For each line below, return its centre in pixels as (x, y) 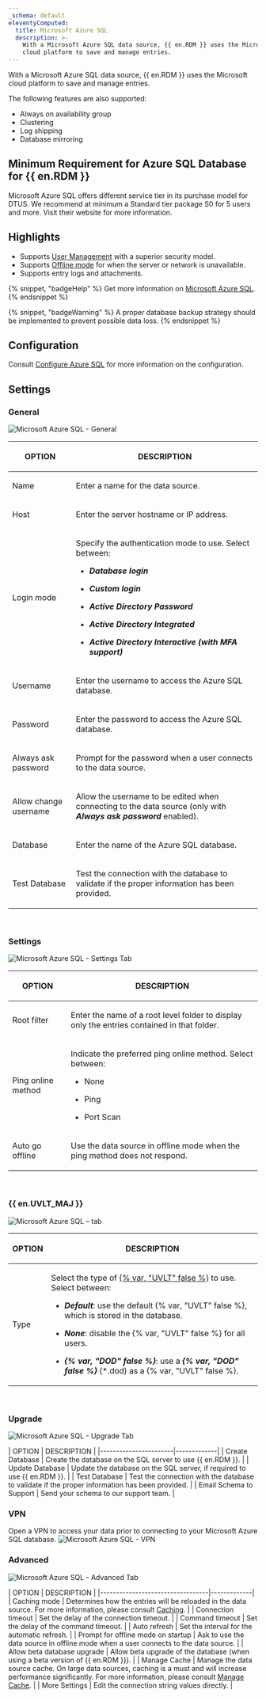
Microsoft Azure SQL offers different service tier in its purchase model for (128, 196)
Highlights (34, 237)
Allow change (38, 802)
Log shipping (41, 131)
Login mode (34, 598)
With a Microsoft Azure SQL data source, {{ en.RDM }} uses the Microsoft (128, 75)
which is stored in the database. (123, 1315)
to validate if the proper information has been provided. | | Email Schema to (131, 1485)
